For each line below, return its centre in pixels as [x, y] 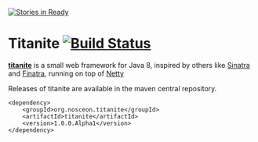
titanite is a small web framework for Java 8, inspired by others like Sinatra [129, 65]
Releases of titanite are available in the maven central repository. [113, 88]
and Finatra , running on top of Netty [66, 73]
